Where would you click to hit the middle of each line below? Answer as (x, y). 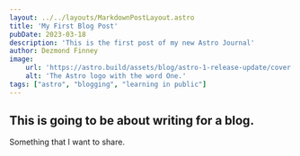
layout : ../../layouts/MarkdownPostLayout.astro (102, 17)
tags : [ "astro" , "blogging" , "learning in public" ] (108, 84)
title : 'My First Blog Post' (64, 26)
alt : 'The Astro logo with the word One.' (106, 76)
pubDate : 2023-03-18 (48, 34)
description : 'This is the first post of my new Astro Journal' (132, 43)
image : (22, 59)
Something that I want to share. (67, 142)
